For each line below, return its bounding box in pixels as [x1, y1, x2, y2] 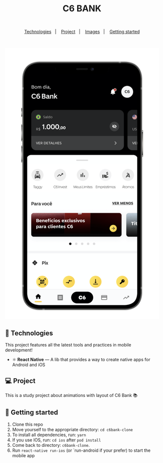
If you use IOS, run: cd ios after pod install [12, 437, 101, 443]
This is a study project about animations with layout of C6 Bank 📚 [5, 393, 138, 398]
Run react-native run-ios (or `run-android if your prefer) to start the [12, 447, 151, 453]
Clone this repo [12, 421, 43, 427]
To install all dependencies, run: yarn [12, 432, 86, 438]
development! [5, 347, 33, 353]
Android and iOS [12, 362, 45, 368]
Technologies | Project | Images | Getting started [24, 28, 140, 34]
